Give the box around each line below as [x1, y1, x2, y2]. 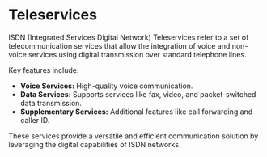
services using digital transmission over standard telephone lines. [28, 49, 247, 59]
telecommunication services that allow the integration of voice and [8, 40, 231, 50]
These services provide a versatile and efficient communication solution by [8, 131, 259, 141]
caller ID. [19, 115, 50, 125]
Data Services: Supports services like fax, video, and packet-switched [19, 89, 256, 99]
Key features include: [8, 65, 79, 74]
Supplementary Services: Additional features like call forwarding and [19, 107, 253, 117]
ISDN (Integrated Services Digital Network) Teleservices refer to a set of [8, 32, 249, 42]
